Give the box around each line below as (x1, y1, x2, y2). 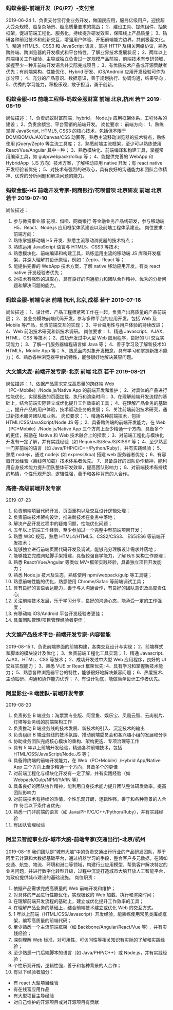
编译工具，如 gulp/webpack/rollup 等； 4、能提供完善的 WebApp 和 (10, 153, 153, 159)
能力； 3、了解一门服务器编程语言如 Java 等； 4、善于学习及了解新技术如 (10, 341, 166, 348)
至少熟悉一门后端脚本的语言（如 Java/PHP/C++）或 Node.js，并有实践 (13, 949, 163, 955)
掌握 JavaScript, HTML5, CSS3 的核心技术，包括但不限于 (6, 128, 126, 134)
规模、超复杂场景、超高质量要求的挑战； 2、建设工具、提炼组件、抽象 (19, 24, 167, 30)
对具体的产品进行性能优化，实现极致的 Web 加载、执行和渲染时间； (13, 891, 156, 898)
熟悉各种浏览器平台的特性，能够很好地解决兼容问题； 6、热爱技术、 (23, 670, 167, 676)
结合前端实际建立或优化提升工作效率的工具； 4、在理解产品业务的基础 (19, 400, 167, 406)
